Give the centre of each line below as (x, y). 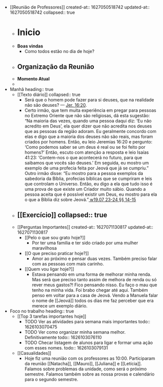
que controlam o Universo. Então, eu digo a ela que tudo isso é (89, 184)
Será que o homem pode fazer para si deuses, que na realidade (89, 100)
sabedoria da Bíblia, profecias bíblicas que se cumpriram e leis (88, 178)
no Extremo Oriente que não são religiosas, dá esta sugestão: (87, 115)
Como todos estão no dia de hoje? (60, 51)
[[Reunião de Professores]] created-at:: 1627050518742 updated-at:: (80, 7)
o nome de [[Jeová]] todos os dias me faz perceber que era (93, 301)
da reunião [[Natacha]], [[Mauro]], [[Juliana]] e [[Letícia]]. (83, 363)
